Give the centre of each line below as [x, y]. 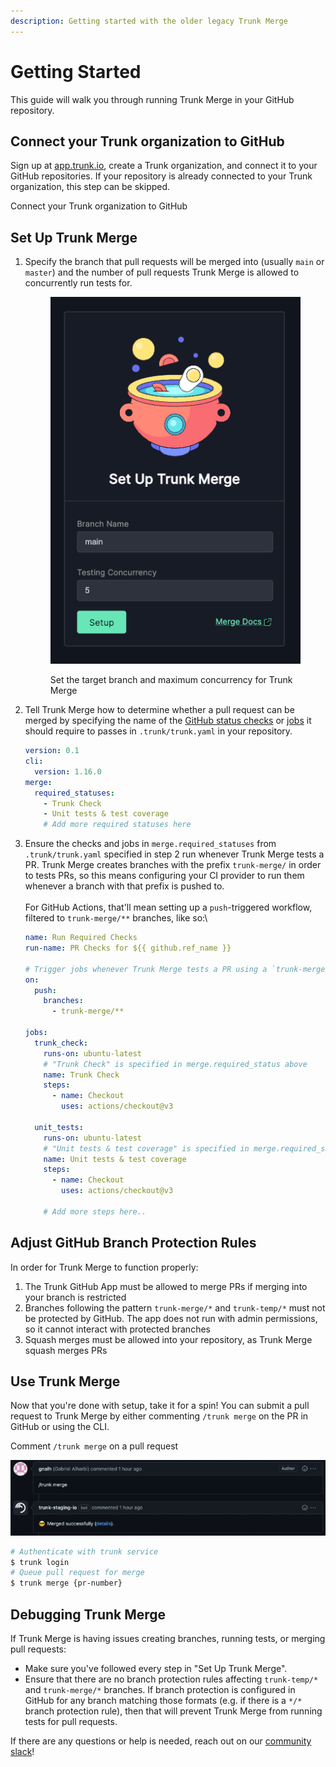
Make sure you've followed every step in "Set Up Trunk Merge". [156, 1668]
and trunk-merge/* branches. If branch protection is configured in [160, 1689]
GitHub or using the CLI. [60, 1427]
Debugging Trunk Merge [88, 1614]
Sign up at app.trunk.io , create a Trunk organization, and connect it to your [164, 166]
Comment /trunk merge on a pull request [94, 1446]
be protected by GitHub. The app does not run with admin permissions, [171, 1318]
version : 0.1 [52, 751]
